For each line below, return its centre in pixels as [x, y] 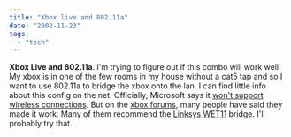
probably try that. [41, 124]
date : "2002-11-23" [45, 26]
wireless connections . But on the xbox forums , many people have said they [146, 105]
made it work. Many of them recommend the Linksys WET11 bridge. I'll [137, 114]
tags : [19, 34]
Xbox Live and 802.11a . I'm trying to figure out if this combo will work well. [145, 67]
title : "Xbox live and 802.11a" [69, 17]
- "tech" [33, 42]
